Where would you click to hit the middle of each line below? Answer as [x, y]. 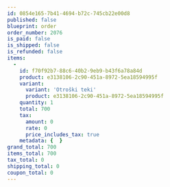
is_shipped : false [33, 45]
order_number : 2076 [35, 33]
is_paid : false [29, 39]
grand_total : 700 [32, 147]
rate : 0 [36, 128]
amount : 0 [39, 122]
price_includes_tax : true [62, 134]
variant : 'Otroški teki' [61, 90]
